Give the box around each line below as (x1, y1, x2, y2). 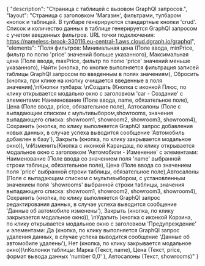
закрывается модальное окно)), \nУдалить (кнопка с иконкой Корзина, (6, 214, 193, 221)
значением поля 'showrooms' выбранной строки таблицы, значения (6, 181, 185, 188)
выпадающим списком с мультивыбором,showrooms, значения (6, 110, 173, 116)
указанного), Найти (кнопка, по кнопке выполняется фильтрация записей (6, 64, 199, 71)
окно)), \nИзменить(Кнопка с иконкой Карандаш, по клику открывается (6, 142, 195, 149)
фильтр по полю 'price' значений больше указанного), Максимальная (6, 51, 189, 58)
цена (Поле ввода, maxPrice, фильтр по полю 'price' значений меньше (6, 58, 191, 64)
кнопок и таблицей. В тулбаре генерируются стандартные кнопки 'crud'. (6, 18, 197, 25)
